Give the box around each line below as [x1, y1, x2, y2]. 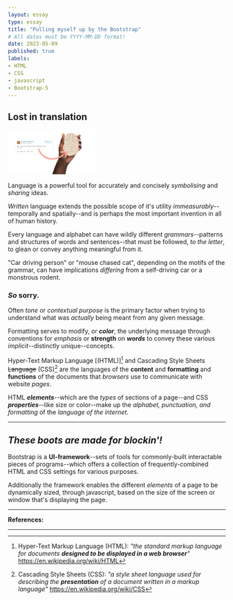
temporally [8, 209, 39, 218]
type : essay [8, 18, 42, 26]
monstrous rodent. [8, 273, 61, 281]
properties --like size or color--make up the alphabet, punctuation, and [8, 400, 211, 409]
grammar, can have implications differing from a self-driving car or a [8, 266, 203, 274]
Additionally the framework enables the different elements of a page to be [8, 481, 218, 489]
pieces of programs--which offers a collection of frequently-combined [8, 460, 209, 468]
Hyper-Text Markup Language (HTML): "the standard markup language [17, 542, 223, 551]
